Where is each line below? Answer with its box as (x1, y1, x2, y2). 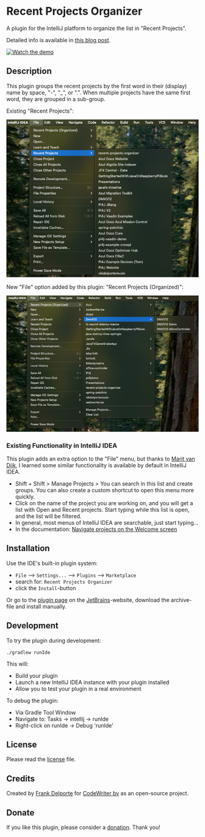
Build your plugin (15, 672, 58, 679)
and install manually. (15, 602, 67, 610)
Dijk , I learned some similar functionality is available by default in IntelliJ (6, 461, 187, 469)
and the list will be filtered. (15, 512, 82, 520)
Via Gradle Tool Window (15, 708, 76, 716)
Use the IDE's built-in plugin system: (6, 559, 98, 567)
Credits (6, 773, 35, 784)
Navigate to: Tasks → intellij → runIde (15, 715, 109, 723)
